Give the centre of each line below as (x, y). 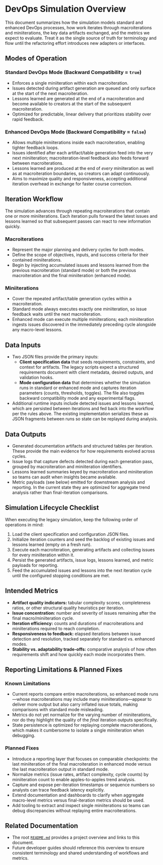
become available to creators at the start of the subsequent (72, 104)
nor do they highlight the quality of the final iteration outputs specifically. (85, 720)
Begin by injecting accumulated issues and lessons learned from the (81, 265)
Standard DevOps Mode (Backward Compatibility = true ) (73, 73)
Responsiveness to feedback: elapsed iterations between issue (76, 634)
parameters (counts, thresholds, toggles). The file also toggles (82, 393)
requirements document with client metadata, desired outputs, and (86, 372)
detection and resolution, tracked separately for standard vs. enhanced (83, 639)
